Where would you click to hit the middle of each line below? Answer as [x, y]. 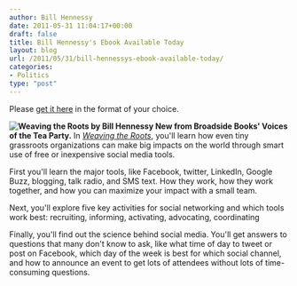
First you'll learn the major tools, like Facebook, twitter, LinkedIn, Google [141, 171]
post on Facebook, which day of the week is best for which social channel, [145, 253]
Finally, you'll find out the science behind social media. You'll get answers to [148, 234]
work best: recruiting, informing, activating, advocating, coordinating [134, 217]
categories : [31, 68]
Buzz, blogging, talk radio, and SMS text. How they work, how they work [141, 181]
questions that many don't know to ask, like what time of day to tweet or [141, 243]
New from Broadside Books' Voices [221, 126]
